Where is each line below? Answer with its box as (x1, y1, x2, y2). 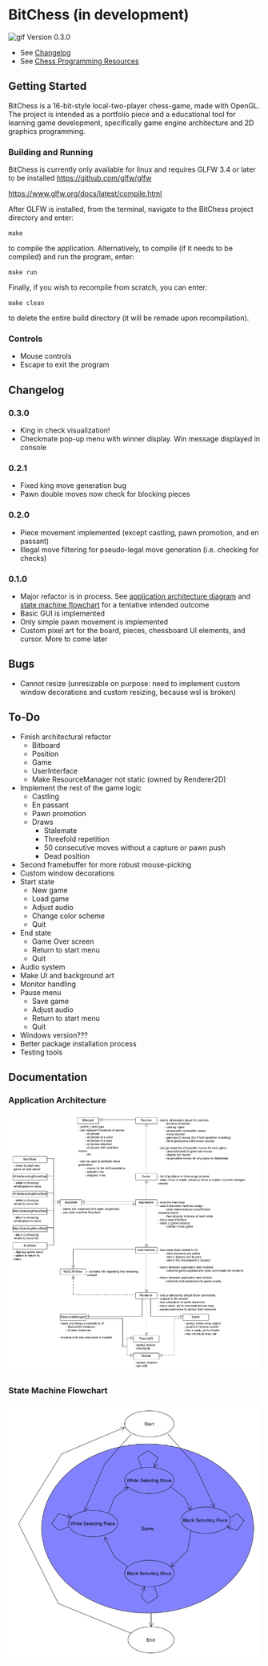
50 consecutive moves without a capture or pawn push (43, 843, 226, 852)
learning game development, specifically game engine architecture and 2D (8, 118, 254, 128)
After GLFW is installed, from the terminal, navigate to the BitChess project (8, 205, 254, 214)
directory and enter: (8, 213, 74, 222)
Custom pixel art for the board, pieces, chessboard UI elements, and (19, 625, 246, 635)
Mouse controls (19, 351, 72, 361)
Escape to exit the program (19, 360, 110, 370)
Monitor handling (19, 979, 77, 989)
